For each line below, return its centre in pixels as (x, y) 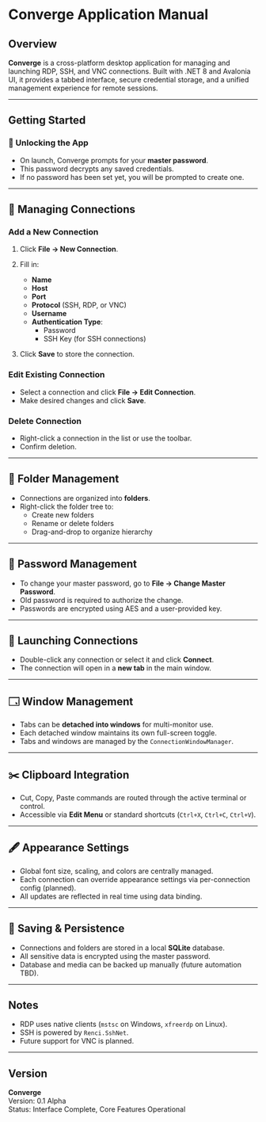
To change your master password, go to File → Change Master (122, 583)
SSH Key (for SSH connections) (95, 339)
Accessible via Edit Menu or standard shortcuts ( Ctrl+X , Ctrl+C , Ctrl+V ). (138, 815)
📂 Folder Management (64, 479)
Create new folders (63, 515)
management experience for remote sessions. (83, 88)
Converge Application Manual (108, 15)
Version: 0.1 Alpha (37, 1101)
